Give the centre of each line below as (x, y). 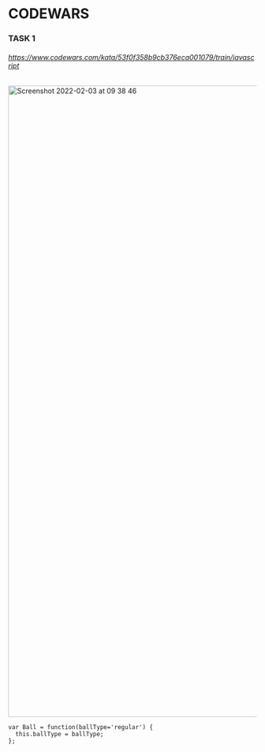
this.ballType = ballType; (60, 735)
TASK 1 (22, 39)
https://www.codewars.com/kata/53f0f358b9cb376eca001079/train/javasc (131, 57)
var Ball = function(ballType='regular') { (81, 728)
